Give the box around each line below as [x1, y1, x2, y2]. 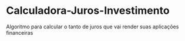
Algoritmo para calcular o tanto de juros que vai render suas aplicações [6, 23, 179, 30]
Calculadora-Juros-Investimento [6, 4, 170, 17]
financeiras [6, 29, 33, 36]
